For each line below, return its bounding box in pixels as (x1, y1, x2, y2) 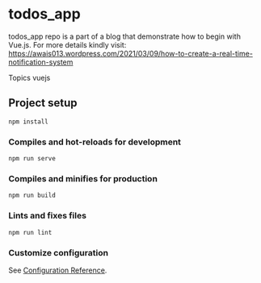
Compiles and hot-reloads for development (8, 136, 182, 148)
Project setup (8, 96, 78, 110)
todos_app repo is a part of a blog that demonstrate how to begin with (8, 31, 241, 41)
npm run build (8, 191, 57, 200)
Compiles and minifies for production (8, 173, 158, 184)
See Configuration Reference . (8, 265, 107, 275)
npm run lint (8, 228, 53, 236)
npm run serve (8, 155, 57, 163)
